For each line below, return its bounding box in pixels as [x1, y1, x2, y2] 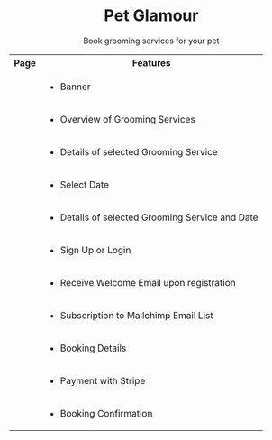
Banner [59, 80, 91, 93]
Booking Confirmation [59, 407, 153, 419]
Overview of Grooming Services [59, 113, 195, 125]
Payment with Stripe [59, 374, 146, 387]
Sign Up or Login [59, 243, 131, 256]
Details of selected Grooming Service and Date [59, 211, 258, 224]
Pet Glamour [104, 5, 199, 26]
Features [131, 56, 171, 69]
